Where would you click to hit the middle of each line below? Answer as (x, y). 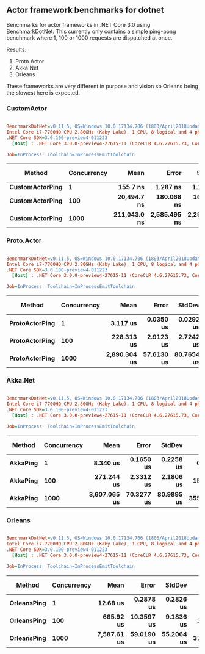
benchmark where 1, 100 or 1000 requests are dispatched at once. (89, 38)
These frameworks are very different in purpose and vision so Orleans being (102, 86)
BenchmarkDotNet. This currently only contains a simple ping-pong (91, 31)
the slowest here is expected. (43, 92)
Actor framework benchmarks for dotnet (85, 10)
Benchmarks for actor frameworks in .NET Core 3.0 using (78, 24)
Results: (16, 49)
